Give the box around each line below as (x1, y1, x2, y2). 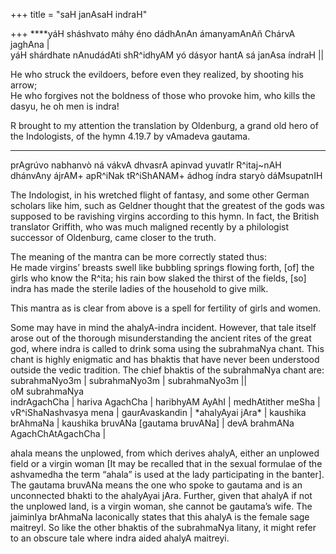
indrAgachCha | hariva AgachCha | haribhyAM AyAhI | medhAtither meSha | (10, 396, 321, 408)
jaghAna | (10, 39, 50, 50)
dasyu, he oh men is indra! (10, 100, 120, 112)
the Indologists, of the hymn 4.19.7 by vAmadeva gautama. (10, 130, 251, 142)
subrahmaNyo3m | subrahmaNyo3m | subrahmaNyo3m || (10, 375, 248, 386)
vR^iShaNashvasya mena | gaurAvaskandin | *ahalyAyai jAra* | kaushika (10, 407, 307, 418)
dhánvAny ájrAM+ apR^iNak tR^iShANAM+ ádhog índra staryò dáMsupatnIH (10, 170, 323, 181)
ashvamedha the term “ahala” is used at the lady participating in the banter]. (10, 469, 325, 480)
